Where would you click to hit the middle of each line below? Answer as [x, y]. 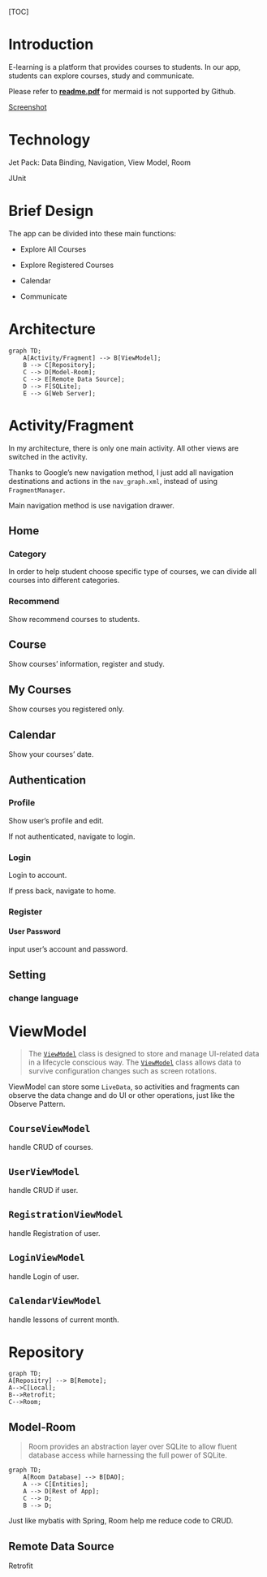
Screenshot [28, 107]
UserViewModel [44, 1171]
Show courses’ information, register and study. [86, 664]
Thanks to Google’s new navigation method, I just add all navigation [121, 472]
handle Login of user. [44, 1276]
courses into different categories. [64, 581]
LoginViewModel [47, 1258]
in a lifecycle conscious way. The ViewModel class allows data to [135, 1062]
